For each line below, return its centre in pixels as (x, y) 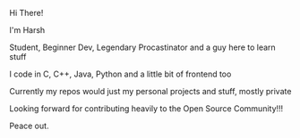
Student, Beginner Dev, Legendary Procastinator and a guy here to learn (142, 47)
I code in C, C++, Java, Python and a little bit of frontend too (120, 74)
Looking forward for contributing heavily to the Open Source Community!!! (146, 109)
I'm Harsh (27, 30)
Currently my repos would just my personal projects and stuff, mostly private (150, 91)
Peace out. (29, 126)
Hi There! (26, 13)
